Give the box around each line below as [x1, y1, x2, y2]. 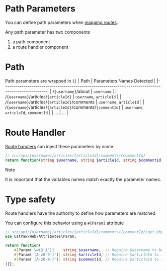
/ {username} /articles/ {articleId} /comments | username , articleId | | [5, 99, 145, 105]
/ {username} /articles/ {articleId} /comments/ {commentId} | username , [5, 104, 144, 110]
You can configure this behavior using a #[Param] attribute [5, 220, 124, 226]
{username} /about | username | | [54, 88, 117, 94]
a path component [12, 38, 50, 45]
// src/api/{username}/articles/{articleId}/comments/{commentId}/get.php [5, 229, 164, 234]
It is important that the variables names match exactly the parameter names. [5, 176, 162, 182]
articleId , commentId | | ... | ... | [5, 109, 69, 115]
